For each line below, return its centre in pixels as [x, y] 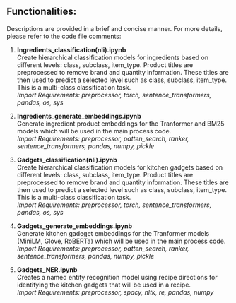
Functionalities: [42, 12]
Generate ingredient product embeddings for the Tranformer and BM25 [120, 124]
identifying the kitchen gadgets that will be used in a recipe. [104, 285]
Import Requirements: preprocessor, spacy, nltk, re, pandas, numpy [115, 292]
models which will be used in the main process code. [94, 131]
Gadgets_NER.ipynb [47, 269]
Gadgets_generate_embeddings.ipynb [74, 226]
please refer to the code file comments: [64, 36]
